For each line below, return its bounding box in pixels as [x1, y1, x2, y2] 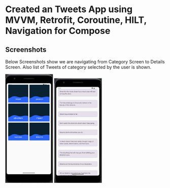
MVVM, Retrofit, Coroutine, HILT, [5, 14, 147, 26]
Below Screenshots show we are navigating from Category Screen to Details [5, 59, 165, 64]
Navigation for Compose [5, 25, 111, 36]
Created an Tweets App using [5, 4, 133, 15]
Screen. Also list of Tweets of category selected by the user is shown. [5, 64, 152, 70]
